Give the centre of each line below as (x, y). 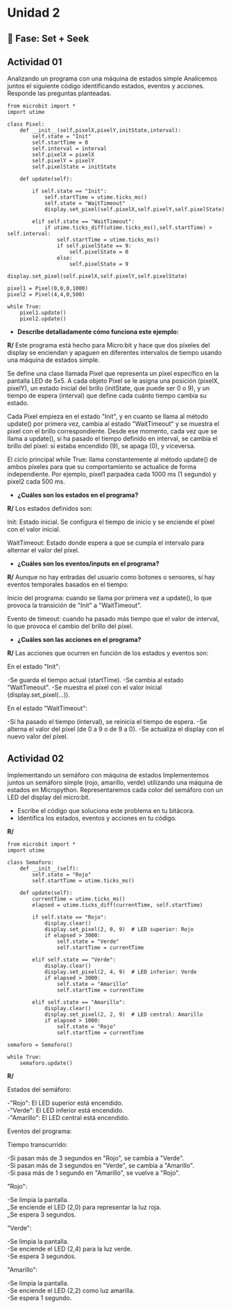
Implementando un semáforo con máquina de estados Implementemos (108, 775)
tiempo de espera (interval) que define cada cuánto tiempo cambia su (107, 396)
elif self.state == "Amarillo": (79, 1003)
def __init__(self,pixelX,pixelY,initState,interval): (101, 131)
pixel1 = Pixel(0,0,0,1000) (48, 289)
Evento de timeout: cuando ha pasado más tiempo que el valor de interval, (113, 619)
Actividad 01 (35, 61)
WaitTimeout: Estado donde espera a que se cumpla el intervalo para (106, 543)
